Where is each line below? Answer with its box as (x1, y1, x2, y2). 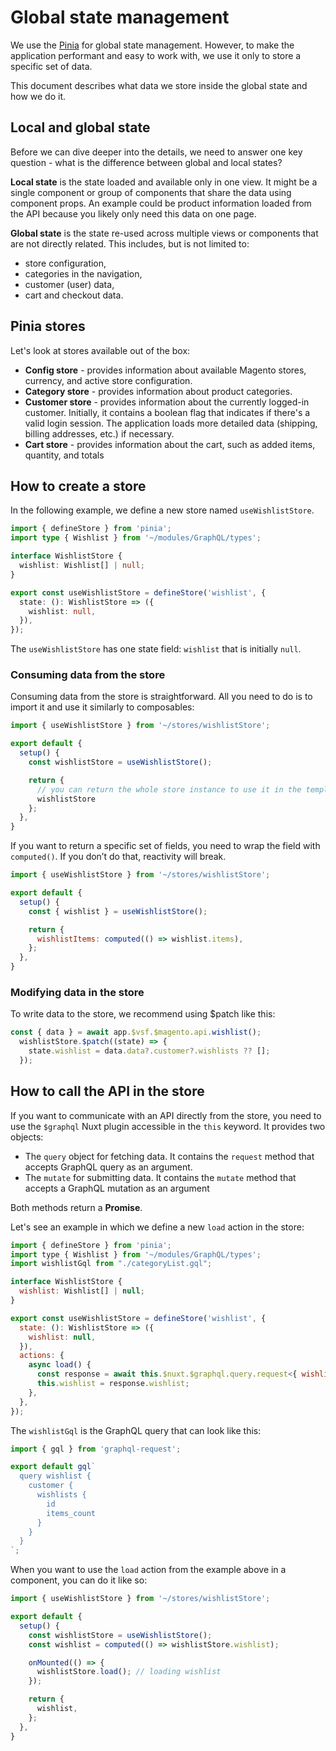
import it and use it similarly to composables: (10, 701, 195, 713)
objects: (10, 1131, 44, 1143)
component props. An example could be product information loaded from (10, 197, 312, 209)
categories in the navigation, (24, 267, 143, 280)
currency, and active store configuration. (24, 374, 193, 386)
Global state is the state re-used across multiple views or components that (10, 227, 319, 239)
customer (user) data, (24, 278, 115, 290)
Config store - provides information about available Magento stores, (24, 364, 307, 376)
